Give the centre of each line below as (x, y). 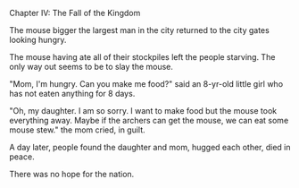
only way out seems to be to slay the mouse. (91, 67)
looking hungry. (38, 40)
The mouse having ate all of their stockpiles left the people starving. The (142, 57)
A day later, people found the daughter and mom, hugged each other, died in (150, 147)
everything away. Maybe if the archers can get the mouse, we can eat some (149, 120)
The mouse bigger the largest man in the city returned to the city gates (139, 30)
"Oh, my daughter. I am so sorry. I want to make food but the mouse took (143, 111)
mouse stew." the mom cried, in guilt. (77, 130)
